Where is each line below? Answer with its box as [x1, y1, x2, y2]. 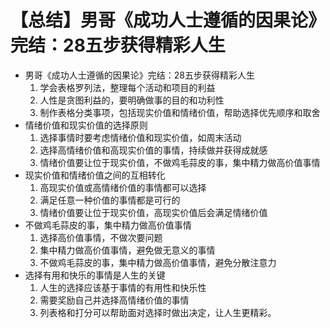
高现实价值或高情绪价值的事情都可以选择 [39, 181, 207, 193]
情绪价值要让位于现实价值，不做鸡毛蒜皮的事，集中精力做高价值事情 [39, 156, 321, 168]
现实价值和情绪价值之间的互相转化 [24, 169, 166, 181]
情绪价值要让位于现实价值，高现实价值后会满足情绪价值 [39, 206, 268, 218]
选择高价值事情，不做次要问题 [39, 231, 163, 243]
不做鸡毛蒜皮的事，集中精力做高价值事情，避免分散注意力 [39, 256, 277, 268]
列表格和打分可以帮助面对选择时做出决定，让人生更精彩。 [39, 306, 277, 318]
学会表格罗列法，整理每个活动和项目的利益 [39, 81, 216, 93]
